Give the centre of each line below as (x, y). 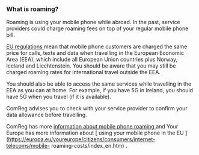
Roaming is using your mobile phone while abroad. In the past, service (93, 22)
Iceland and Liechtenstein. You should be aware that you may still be (91, 66)
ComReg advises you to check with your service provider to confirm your (97, 109)
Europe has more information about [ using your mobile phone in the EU (95, 133)
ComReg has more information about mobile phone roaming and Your (92, 127)
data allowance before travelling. (47, 115)
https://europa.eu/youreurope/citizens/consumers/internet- (82, 139)
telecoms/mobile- (28, 146)
